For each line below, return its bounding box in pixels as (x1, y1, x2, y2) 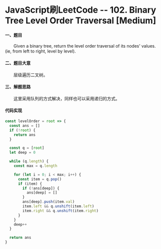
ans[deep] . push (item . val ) (22, 199, 75, 204)
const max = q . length (14, 163, 57, 168)
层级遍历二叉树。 (14, 71, 48, 78)
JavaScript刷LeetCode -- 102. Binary (5, 4, 157, 16)
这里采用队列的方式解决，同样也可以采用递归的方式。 (14, 95, 120, 101)
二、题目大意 (5, 60, 31, 66)
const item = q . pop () (17, 177, 62, 181)
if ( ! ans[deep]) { (22, 186, 60, 191)
